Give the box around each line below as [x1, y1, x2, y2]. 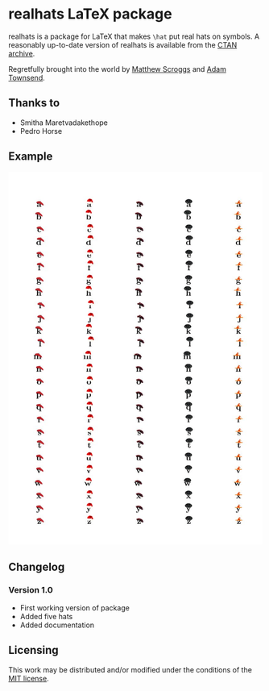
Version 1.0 [8, 585, 54, 596]
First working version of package [19, 602, 130, 613]
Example [8, 150, 53, 164]
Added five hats [19, 611, 73, 621]
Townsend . [8, 73, 46, 82]
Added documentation [19, 620, 95, 630]
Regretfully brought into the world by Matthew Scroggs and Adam [8, 64, 227, 73]
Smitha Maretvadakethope [19, 118, 109, 127]
